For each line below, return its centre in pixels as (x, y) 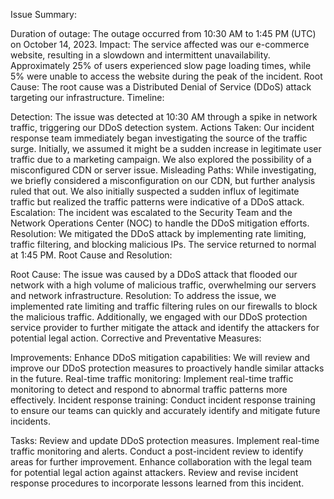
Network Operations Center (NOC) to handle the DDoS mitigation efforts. (160, 223)
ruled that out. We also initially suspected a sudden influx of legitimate (155, 191)
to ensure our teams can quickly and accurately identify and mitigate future (165, 410)
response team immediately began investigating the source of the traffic (159, 138)
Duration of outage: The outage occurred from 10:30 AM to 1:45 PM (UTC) (163, 33)
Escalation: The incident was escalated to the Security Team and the (151, 212)
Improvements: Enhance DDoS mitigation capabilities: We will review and (160, 357)
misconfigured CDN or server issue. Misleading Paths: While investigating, (163, 170)
